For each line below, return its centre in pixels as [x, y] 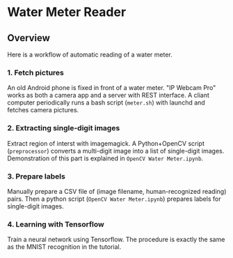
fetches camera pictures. [43, 110]
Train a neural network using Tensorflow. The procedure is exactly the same [116, 240]
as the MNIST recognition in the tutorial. [64, 247]
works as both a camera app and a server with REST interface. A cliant [109, 96]
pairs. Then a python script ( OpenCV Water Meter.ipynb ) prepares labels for [114, 199]
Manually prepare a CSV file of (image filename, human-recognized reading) [117, 191]
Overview [29, 38]
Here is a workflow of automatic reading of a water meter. [90, 54]
